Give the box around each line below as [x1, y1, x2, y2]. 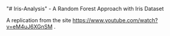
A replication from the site [6, 17, 71, 23]
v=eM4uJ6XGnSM [6, 23, 53, 30]
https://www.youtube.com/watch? [72, 17, 158, 23]
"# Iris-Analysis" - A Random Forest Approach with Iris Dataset [6, 5, 164, 12]
